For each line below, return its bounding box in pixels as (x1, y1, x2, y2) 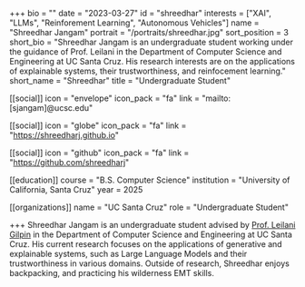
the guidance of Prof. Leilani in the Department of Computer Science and (9, 46, 282, 57)
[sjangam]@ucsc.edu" (9, 103, 93, 113)
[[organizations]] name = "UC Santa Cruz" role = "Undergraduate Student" (9, 202, 289, 213)
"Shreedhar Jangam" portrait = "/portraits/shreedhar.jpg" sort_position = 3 (9, 27, 289, 37)
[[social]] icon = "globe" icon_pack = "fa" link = (9, 120, 187, 131)
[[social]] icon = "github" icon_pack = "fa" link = (9, 147, 190, 158)
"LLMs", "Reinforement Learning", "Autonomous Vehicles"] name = (9, 17, 261, 28)
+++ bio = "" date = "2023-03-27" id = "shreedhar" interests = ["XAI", (9, 8, 272, 18)
